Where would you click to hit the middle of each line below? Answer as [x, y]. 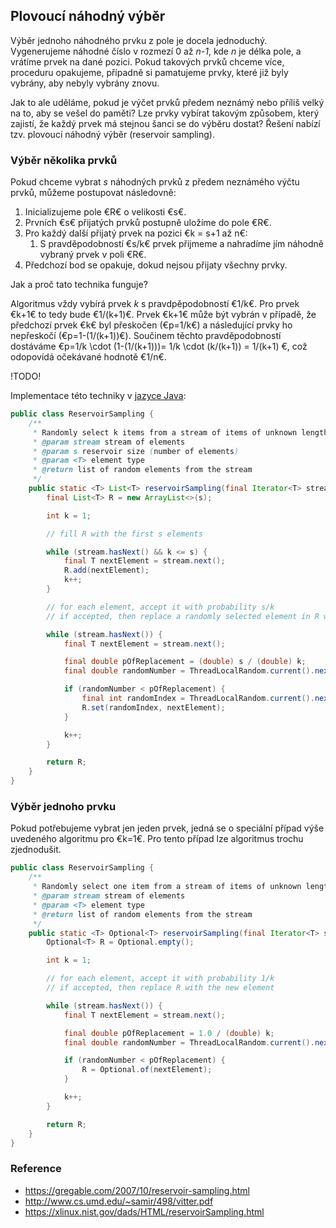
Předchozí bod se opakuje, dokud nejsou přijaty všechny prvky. [156, 265]
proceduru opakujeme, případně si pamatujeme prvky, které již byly [149, 72]
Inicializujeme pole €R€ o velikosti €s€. [105, 212]
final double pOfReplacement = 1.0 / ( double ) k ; [169, 1033]
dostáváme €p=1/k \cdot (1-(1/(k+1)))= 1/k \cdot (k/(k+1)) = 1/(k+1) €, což [159, 346]
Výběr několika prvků [64, 160]
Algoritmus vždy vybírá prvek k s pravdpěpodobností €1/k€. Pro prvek [155, 304]
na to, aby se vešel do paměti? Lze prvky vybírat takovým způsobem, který [165, 113]
